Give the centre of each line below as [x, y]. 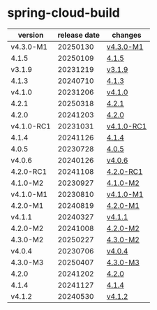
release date [78, 35]
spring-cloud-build [63, 13]
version [31, 35]
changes [126, 35]
